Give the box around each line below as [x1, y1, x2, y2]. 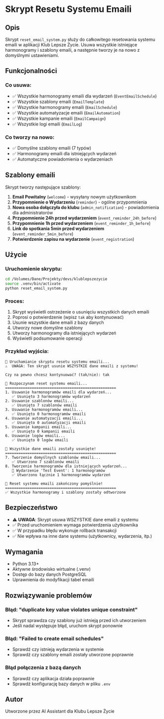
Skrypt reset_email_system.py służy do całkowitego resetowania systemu [5, 36, 156, 42]
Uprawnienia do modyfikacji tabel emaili [12, 577, 94, 583]
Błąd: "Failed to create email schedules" [5, 635, 104, 642]
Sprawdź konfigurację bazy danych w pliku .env [12, 681, 110, 687]
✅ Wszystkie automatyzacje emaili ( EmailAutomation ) [12, 109, 120, 115]
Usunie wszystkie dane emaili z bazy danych [12, 319, 104, 325]
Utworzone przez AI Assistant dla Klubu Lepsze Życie [5, 708, 115, 715]
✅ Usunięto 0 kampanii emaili [11, 429, 75, 434]
